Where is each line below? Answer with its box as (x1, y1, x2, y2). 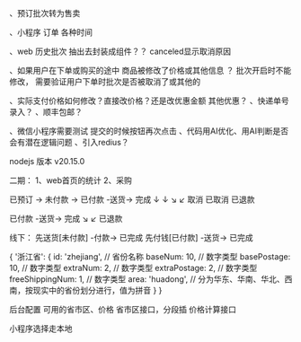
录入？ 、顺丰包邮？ (9, 107, 83, 117)
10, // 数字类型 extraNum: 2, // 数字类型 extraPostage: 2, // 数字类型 (9, 263, 258, 273)
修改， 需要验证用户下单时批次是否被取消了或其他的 (9, 76, 200, 87)
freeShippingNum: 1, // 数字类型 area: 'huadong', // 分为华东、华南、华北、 (9, 274, 285, 285)
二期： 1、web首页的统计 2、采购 (9, 175, 133, 186)
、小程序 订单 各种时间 (9, 27, 93, 38)
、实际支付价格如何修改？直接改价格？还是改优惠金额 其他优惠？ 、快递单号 (9, 95, 289, 106)
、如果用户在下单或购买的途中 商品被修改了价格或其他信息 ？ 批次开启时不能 (9, 66, 292, 75)
